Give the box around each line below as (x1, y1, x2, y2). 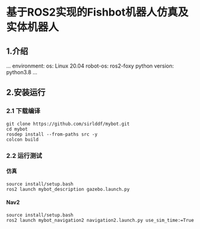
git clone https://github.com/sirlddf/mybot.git (6, 121, 130, 127)
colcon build (6, 136, 39, 142)
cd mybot (6, 126, 28, 132)
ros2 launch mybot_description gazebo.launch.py (6, 186, 130, 192)
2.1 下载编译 (6, 107, 41, 115)
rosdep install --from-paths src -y (6, 131, 98, 138)
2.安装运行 (6, 87, 46, 97)
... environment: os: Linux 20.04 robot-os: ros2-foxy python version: (6, 62, 174, 69)
